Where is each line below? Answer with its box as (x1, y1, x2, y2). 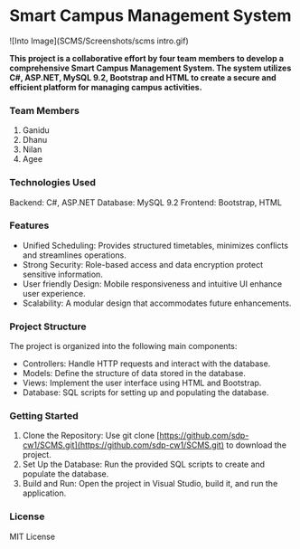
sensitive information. (22, 269, 104, 279)
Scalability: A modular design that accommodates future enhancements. (22, 298, 292, 308)
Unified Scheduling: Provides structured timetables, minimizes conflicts (22, 240, 289, 251)
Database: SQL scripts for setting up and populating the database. (22, 387, 269, 398)
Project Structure (9, 320, 87, 333)
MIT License (9, 531, 56, 542)
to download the (225, 440, 287, 450)
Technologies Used (9, 176, 97, 189)
